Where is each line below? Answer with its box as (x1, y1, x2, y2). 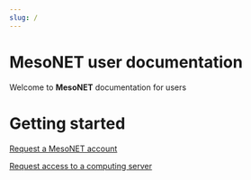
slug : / (9, 13, 39, 22)
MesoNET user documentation (9, 51, 243, 72)
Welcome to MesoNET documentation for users (9, 82, 187, 93)
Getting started (9, 113, 126, 133)
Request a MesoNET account (9, 143, 118, 154)
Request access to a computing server (9, 160, 153, 171)
